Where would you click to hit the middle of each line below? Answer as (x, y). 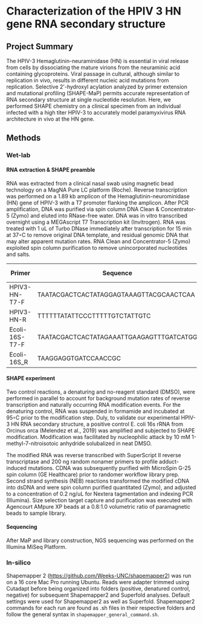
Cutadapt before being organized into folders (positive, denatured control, (98, 589)
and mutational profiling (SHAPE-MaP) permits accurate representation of (98, 93)
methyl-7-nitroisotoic (32, 443)
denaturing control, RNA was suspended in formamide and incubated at (95, 411)
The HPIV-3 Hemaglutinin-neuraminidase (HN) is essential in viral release (98, 61)
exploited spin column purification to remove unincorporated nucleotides (97, 247)
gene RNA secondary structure (86, 24)
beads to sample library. (36, 513)
